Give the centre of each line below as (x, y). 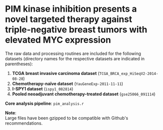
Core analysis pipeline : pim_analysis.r (45, 103)
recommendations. (24, 123)
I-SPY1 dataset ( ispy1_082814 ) (43, 89)
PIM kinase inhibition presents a (71, 9)
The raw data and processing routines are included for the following (73, 53)
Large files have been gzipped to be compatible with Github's (67, 118)
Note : (11, 112)
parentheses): (19, 64)
